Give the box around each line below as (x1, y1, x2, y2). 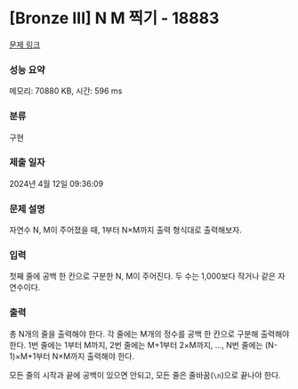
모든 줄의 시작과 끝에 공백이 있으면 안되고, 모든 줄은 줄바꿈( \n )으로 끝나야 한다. (9, 369, 282, 380)
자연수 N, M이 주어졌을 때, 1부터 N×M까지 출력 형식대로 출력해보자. (9, 224, 243, 236)
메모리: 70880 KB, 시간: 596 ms (9, 85, 123, 96)
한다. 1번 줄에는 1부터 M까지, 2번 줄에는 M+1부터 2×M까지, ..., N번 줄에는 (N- (9, 339, 278, 350)
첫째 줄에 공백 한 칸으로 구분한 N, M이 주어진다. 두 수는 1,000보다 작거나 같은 (9, 271, 276, 281)
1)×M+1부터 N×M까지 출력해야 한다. (9, 351, 135, 361)
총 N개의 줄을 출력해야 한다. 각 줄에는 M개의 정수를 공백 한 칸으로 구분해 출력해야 (9, 328, 290, 339)
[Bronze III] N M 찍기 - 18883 (9, 8, 220, 28)
